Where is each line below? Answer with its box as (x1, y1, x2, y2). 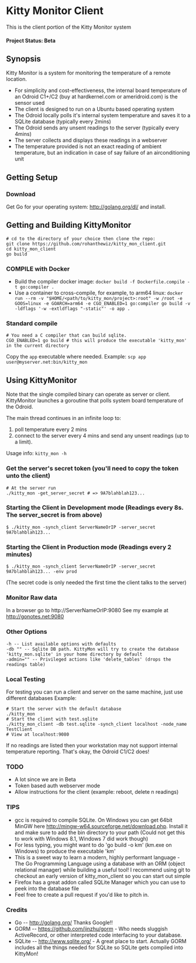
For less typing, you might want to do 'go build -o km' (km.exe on (14, 841, 172, 848)
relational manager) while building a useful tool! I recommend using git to (14, 866, 191, 873)
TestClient (6, 726, 33, 733)
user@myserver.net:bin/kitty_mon (6, 359, 88, 366)
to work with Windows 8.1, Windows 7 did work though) (14, 835, 149, 842)
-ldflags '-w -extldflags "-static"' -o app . (14, 306, 130, 312)
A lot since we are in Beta (14, 776, 76, 783)
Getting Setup (6, 172, 58, 182)
